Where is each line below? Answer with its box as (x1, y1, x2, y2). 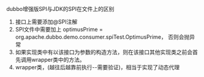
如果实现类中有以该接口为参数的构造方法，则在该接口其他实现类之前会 (15, 49, 193, 56)
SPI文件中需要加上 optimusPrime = (15, 26, 103, 33)
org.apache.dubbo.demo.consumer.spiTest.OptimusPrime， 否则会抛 (15, 33, 190, 41)
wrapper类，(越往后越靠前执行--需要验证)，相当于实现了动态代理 (15, 64, 180, 71)
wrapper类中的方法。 (31, 56, 85, 63)
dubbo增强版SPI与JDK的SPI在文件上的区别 (6, 5, 115, 12)
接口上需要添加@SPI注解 (15, 18, 78, 25)
